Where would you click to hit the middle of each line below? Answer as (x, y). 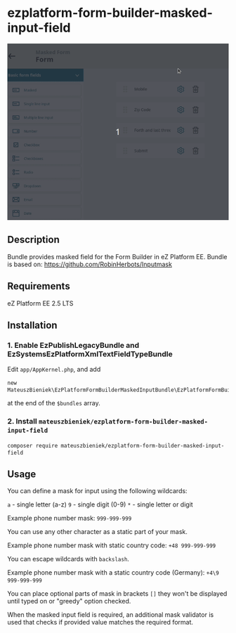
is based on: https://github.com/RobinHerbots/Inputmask (90, 264)
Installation (32, 325)
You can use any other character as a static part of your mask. (98, 532)
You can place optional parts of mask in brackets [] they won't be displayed (117, 594)
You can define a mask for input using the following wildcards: (97, 491)
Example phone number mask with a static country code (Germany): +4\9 (113, 573)
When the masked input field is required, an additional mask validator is (111, 615)
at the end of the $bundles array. (54, 403)
